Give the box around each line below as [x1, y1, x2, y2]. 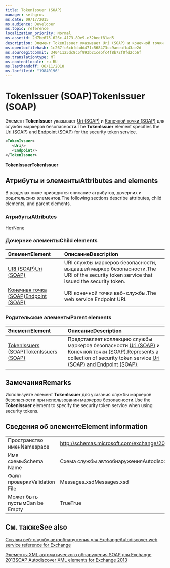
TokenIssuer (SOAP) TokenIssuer [5, 91, 145, 102]
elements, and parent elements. [5, 200, 71, 207]
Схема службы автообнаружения [60, 458, 143, 465]
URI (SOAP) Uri [8, 265, 42, 272]
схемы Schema [8, 458, 44, 465]
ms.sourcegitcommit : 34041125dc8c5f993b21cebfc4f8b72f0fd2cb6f [5, 50, 142, 55]
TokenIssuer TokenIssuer [5, 161, 59, 168]
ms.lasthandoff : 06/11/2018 [5, 64, 65, 69]
